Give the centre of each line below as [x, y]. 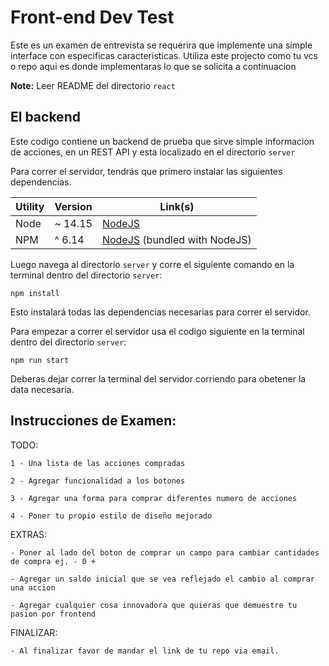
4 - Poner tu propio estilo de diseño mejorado [111, 516]
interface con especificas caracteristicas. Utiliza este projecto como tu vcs [164, 55]
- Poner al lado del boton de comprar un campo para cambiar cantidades [165, 552]
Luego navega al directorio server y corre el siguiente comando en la [152, 264]
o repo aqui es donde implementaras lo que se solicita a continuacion [153, 66]
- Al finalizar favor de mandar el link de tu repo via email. [145, 651]
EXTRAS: [29, 534]
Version [73, 206]
